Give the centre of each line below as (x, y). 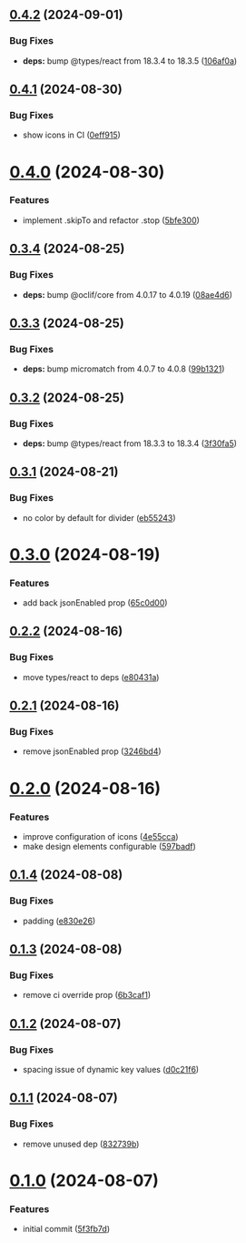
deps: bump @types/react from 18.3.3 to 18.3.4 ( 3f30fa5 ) (130, 443)
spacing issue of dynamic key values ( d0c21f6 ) (111, 1070)
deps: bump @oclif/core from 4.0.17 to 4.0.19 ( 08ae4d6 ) (128, 294)
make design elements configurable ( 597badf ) (109, 846)
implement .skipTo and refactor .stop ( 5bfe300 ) (111, 220)
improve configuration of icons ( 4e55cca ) (100, 836)
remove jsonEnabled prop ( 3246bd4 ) (92, 751)
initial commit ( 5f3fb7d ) (66, 1229)
